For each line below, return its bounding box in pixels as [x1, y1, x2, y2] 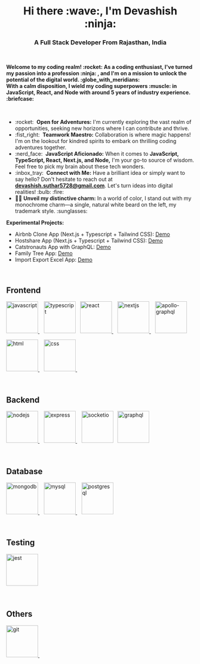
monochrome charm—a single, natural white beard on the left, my [14, 201, 177, 208]
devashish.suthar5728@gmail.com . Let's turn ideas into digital [14, 182, 173, 189]
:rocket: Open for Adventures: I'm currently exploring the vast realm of [14, 119, 192, 126]
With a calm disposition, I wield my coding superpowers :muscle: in [6, 83, 177, 90]
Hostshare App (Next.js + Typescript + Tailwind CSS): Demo [14, 237, 163, 244]
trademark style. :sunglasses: [14, 208, 88, 215]
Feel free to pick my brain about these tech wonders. [14, 163, 145, 170]
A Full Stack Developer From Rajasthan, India [33, 38, 167, 47]
